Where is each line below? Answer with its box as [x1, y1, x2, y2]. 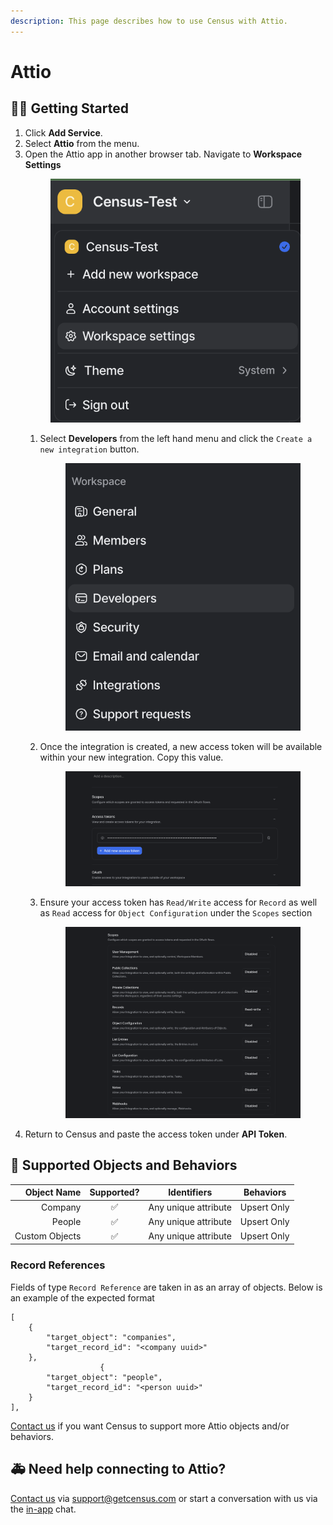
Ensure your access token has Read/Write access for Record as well [39, 896, 318, 908]
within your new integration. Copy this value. [39, 751, 224, 764]
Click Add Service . [24, 126, 103, 139]
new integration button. [39, 443, 140, 455]
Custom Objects [14, 1230, 82, 1242]
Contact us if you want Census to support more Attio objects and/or [10, 1420, 290, 1432]
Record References [10, 1258, 106, 1272]
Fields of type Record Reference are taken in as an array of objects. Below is [10, 1281, 323, 1293]
